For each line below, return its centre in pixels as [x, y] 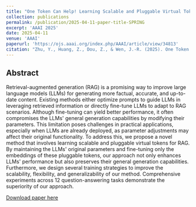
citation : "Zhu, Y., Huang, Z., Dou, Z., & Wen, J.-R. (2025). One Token [98, 50]
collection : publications [37, 17]
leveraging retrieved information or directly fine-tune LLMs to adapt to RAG [96, 106]
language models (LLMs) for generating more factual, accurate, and [87, 93]
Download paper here [32, 197]
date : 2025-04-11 [27, 33]
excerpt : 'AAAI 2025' [32, 28]
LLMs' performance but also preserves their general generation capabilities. [97, 162]
